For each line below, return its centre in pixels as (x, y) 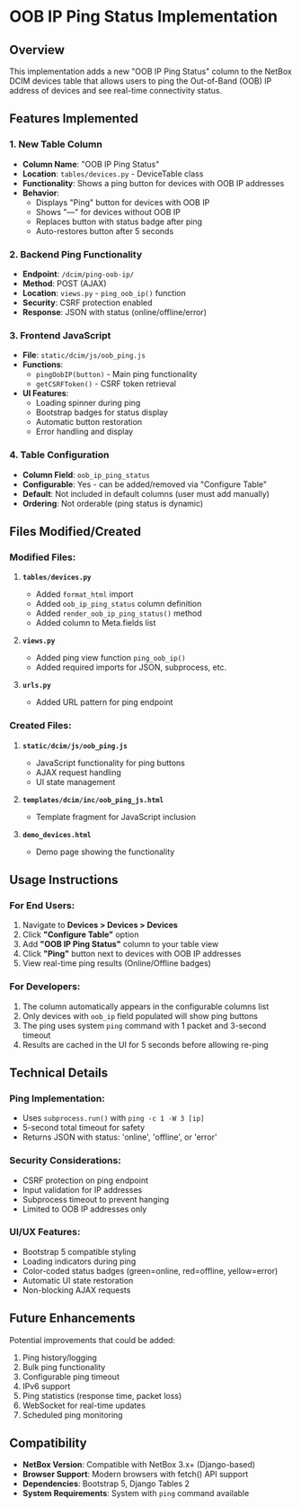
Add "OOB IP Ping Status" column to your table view (120, 944)
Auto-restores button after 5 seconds (105, 230)
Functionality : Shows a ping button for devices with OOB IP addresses (153, 183)
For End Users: (42, 905)
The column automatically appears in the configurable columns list (146, 1006)
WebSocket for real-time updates (84, 1405)
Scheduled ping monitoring (72, 1414)
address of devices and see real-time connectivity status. (116, 90)
